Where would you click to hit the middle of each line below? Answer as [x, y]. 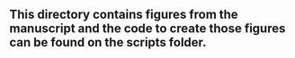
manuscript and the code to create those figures [147, 29]
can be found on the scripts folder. [108, 42]
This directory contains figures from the [124, 15]
